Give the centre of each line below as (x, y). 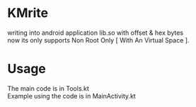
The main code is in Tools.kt (48, 88)
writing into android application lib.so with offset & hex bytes (96, 33)
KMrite (28, 13)
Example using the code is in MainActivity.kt (71, 96)
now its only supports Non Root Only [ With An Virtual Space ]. (98, 40)
